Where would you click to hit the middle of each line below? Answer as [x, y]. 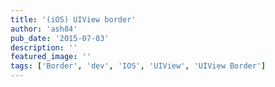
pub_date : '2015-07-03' [60, 38]
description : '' [44, 47]
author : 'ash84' [44, 29]
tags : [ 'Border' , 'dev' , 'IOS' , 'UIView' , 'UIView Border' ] [138, 66]
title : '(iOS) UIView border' [73, 19]
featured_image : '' [51, 57]
